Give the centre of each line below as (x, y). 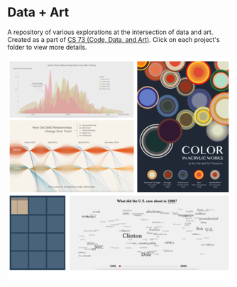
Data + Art (38, 12)
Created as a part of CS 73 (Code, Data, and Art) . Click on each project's (114, 39)
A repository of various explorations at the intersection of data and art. (110, 32)
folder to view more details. (47, 47)
